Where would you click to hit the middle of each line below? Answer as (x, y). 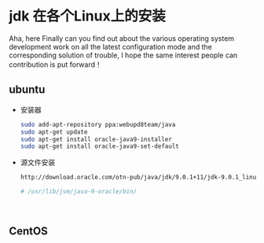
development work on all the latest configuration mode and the (111, 46)
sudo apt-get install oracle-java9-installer (96, 139)
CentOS (28, 232)
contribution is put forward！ (56, 64)
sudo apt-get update (54, 132)
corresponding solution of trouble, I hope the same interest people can (123, 55)
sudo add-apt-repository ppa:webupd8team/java (98, 124)
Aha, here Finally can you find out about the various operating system (122, 38)
